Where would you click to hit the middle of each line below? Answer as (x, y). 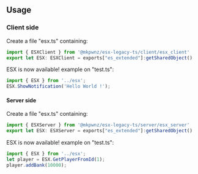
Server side (21, 100)
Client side (23, 28)
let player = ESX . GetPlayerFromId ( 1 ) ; (56, 160)
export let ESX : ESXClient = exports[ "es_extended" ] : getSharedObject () (99, 58)
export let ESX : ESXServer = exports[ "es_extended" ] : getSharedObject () (99, 131)
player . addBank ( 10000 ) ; (37, 165)
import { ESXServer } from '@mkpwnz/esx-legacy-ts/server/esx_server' (98, 125)
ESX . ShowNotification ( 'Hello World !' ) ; (59, 86)
